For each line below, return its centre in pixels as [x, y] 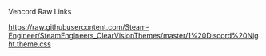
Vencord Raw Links [40, 12]
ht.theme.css [30, 44]
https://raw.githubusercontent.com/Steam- [79, 27]
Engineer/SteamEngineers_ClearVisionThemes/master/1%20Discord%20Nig [133, 36]
